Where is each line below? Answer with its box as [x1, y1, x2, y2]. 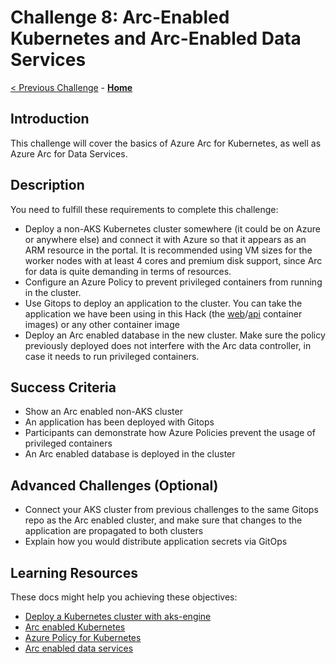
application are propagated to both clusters [24, 525, 204, 537]
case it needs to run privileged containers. [24, 350, 200, 362]
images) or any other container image [24, 318, 180, 330]
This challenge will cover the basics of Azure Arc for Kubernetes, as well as [10, 137, 322, 149]
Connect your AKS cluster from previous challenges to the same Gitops [24, 504, 319, 516]
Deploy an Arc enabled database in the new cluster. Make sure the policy [24, 329, 326, 341]
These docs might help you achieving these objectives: [10, 591, 238, 603]
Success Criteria [10, 379, 117, 396]
